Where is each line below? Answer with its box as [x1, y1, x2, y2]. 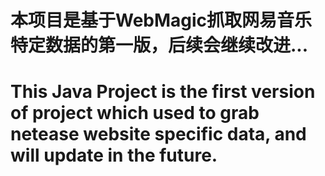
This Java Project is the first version [10, 81, 316, 103]
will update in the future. [10, 144, 218, 167]
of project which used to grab [10, 102, 260, 125]
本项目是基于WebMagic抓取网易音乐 [10, 9, 313, 32]
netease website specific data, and [10, 123, 307, 146]
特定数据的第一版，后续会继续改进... [10, 34, 309, 57]
